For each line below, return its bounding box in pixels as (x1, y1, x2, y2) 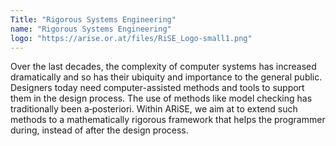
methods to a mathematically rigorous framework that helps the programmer (10, 114, 326, 126)
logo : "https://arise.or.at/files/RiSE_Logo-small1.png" (10, 33, 253, 43)
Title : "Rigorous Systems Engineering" (10, 14, 177, 25)
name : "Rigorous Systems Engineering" (10, 24, 172, 34)
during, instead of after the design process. (10, 124, 189, 136)
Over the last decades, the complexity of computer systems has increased (10, 61, 317, 73)
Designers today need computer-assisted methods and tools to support (10, 82, 305, 94)
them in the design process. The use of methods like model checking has (10, 92, 313, 105)
